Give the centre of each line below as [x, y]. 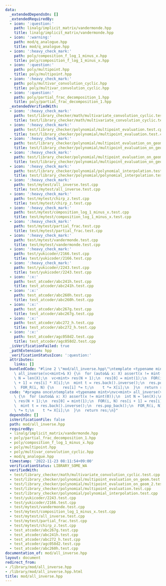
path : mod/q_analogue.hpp [41, 42]
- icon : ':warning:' [31, 38]
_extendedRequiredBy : [32, 19]
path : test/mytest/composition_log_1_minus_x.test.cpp [72, 213]
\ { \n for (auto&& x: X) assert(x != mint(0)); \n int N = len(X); [86, 397]
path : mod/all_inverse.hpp [37, 424]
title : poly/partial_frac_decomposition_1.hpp [63, 102]
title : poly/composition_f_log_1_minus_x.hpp [62, 60]
